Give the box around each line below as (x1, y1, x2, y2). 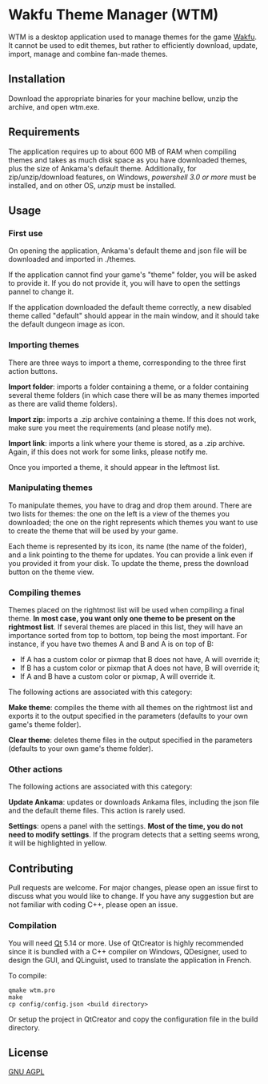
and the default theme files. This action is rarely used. (8, 806, 186, 816)
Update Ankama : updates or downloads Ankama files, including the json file (8, 797, 260, 807)
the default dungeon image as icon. (8, 319, 126, 329)
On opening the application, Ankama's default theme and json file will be (8, 246, 247, 255)
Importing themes (8, 339, 80, 351)
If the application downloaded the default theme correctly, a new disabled (8, 303, 252, 312)
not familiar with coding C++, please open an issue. (8, 900, 178, 909)
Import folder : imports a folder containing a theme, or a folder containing (8, 382, 250, 391)
